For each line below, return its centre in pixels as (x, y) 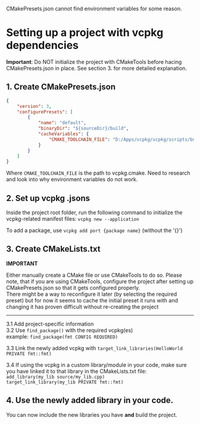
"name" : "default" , (62, 123)
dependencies (43, 46)
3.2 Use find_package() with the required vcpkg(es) (70, 330)
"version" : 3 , (34, 106)
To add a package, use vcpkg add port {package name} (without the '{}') (94, 230)
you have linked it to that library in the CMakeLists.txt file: (76, 371)
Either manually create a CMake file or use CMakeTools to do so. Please (94, 275)
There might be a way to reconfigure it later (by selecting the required (92, 294)
